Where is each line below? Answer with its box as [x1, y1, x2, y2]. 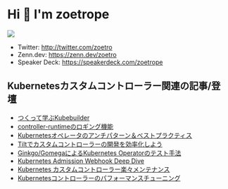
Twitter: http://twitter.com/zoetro [17, 42, 113, 51]
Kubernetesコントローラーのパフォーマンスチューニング [17, 173, 181, 182]
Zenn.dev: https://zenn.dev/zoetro [17, 50, 118, 59]
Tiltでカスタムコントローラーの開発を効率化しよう [17, 140, 163, 148]
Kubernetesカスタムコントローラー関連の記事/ [7, 80, 212, 92]
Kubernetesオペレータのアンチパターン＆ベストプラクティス [17, 130, 192, 140]
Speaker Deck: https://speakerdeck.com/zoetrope [17, 58, 163, 66]
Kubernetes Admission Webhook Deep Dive [17, 157, 144, 165]
